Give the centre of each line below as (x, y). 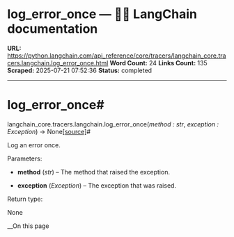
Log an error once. (34, 145)
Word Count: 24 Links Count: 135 (158, 63)
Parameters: (25, 158)
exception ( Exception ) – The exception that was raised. (96, 185)
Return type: (25, 199)
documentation (53, 29)
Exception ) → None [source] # (49, 131)
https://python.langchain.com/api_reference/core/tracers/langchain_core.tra (117, 56)
